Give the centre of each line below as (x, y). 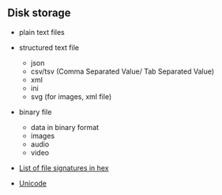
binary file (35, 112)
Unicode (33, 183)
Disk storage (40, 13)
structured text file (49, 48)
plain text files (41, 32)
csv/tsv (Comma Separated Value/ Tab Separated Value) (122, 71)
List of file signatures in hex (64, 168)
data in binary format (65, 127)
